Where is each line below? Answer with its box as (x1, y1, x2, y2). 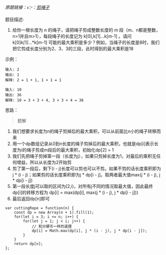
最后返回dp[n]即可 (12, 196, 50, 201)
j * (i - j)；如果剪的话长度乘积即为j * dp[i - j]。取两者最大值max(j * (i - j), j (12, 172, 161, 177)
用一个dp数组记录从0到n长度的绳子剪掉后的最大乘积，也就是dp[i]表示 (12, 141, 155, 147)
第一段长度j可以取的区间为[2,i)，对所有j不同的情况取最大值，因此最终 (12, 183, 153, 189)
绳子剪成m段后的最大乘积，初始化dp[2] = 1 (26, 147, 114, 153)
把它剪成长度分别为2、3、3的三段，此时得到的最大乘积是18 (12, 46, 134, 51)
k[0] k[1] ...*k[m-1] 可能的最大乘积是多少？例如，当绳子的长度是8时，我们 (12, 39, 160, 45)
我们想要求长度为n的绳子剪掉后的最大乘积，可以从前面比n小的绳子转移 (12, 128, 157, 134)
